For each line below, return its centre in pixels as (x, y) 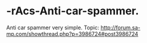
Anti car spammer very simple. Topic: (53, 27)
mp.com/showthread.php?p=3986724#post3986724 (72, 33)
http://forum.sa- (121, 27)
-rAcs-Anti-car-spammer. (73, 11)
